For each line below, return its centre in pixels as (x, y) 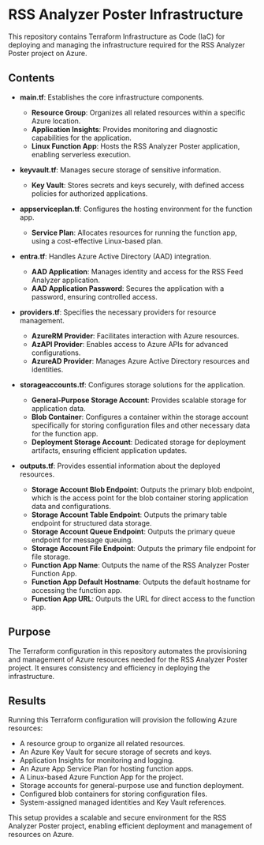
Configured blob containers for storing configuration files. (113, 794)
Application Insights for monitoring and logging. (97, 760)
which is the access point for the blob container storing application (140, 498)
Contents (32, 78)
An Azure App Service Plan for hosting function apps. (106, 769)
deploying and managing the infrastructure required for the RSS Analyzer (127, 44)
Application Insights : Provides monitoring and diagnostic (125, 129)
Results (27, 701)
